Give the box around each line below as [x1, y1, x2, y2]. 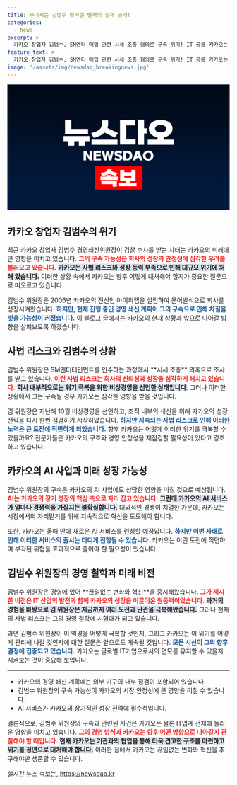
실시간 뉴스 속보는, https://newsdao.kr [7, 769, 115, 778]
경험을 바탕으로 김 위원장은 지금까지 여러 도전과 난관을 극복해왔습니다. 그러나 [7, 605, 217, 614]
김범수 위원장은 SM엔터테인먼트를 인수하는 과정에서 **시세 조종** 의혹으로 [7, 365, 212, 374]
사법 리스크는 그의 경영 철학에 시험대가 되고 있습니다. [14, 614, 160, 622]
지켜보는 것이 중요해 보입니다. [7, 655, 89, 664]
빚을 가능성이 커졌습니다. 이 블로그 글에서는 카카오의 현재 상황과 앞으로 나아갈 [7, 314, 220, 322]
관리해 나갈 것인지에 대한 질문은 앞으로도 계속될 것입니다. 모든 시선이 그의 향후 [14, 638, 229, 646]
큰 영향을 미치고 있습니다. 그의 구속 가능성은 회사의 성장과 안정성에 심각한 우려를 [7, 255, 226, 263]
